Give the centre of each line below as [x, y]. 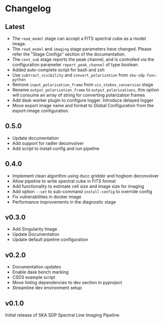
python [19, 80]
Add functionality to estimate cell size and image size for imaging [78, 186]
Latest [15, 27]
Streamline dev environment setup [47, 288]
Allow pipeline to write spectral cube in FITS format [64, 181]
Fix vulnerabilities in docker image [47, 197]
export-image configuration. [41, 111]
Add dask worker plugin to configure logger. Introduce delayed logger [83, 100]
